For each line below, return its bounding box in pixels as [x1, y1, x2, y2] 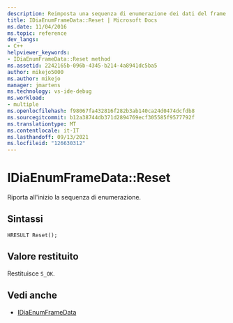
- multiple [7, 101, 39, 108]
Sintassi [7, 213, 43, 225]
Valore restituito [7, 250, 79, 262]
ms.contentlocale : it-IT [7, 127, 80, 134]
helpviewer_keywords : [7, 50, 70, 57]
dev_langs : [7, 36, 39, 43]
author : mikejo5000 [7, 68, 64, 75]
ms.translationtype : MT [7, 120, 77, 128]
